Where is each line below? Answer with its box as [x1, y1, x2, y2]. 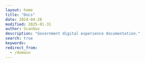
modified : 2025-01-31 [5, 21, 52, 27]
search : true [5, 36, 33, 41]
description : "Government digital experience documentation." [5, 31, 140, 36]
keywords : [5, 41, 27, 46]
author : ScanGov [5, 26, 40, 31]
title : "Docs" [5, 12, 36, 17]
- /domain [10, 50, 31, 55]
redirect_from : [5, 45, 38, 50]
